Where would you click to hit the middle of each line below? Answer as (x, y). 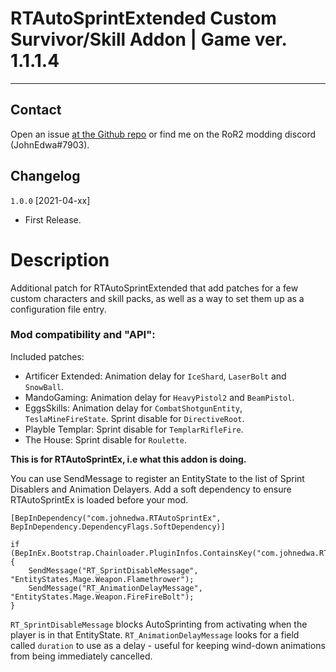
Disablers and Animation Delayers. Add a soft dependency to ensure (151, 489)
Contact (36, 110)
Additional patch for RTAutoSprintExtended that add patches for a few (154, 288)
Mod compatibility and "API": (83, 335)
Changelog (45, 176)
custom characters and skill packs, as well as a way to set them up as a (157, 298)
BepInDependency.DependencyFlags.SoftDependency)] (118, 527)
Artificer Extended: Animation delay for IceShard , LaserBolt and (155, 376)
